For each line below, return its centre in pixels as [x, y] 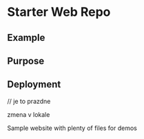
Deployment [34, 85]
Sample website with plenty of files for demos [72, 128]
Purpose [26, 61]
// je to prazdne [29, 101]
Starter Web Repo [59, 12]
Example [26, 38]
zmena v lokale [29, 114]
